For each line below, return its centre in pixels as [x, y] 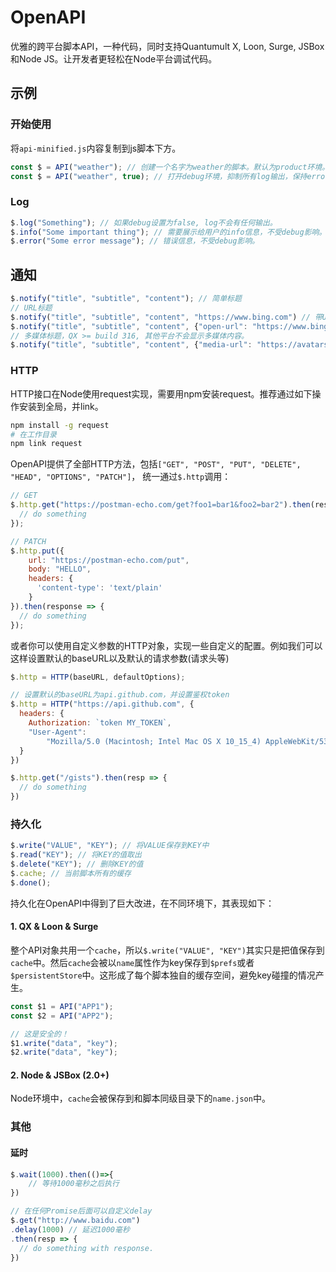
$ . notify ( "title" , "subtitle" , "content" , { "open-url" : [129, 326]
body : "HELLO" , [60, 569]
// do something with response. [87, 1248]
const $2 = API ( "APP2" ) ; [62, 1016]
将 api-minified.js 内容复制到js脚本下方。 [96, 148]
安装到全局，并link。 [61, 406]
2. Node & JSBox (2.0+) [60, 1075]
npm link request [46, 444]
